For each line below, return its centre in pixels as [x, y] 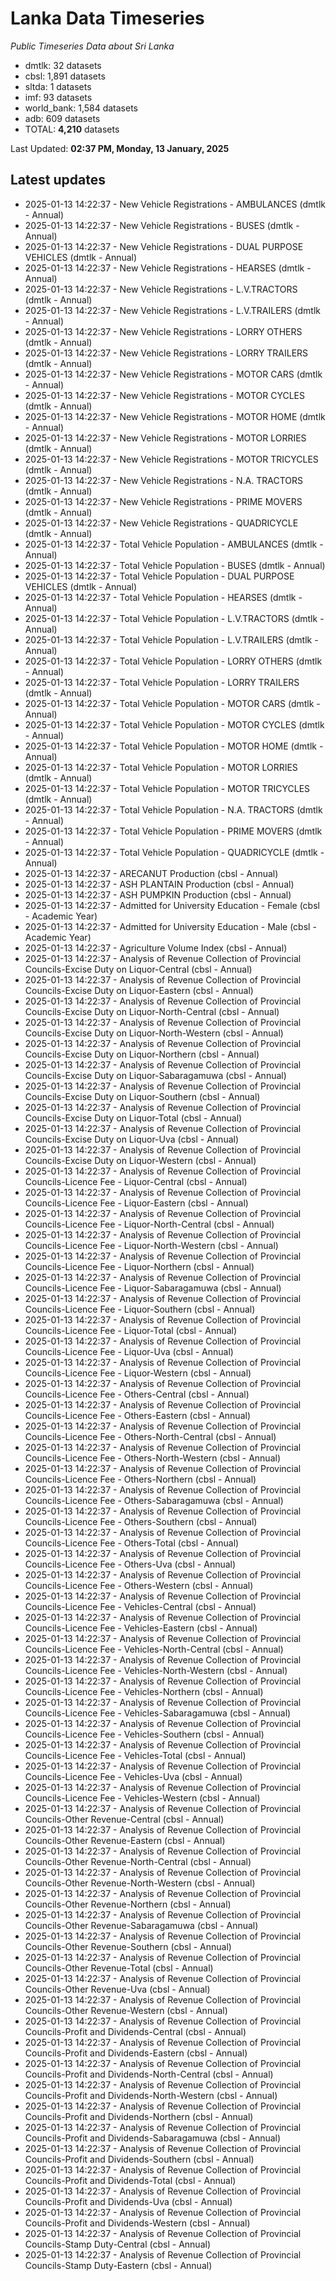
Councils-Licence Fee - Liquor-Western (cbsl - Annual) [138, 1373]
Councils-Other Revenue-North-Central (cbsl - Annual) [138, 1861]
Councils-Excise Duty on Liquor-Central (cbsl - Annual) [138, 969]
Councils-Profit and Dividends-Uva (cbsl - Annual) [128, 2201]
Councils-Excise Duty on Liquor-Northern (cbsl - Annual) [142, 1054]
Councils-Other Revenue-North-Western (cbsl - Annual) [140, 1883]
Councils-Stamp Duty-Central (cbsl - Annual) [117, 2244]
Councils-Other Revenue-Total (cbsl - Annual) [119, 1968]
